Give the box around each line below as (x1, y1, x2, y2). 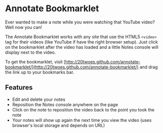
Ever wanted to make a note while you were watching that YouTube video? (5, 19, 155, 25)
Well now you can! (5, 24, 43, 30)
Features (5, 84, 33, 92)
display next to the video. (5, 49, 56, 55)
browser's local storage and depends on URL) (12, 122, 105, 128)
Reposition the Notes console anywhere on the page (12, 101, 118, 108)
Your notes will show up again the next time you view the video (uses (12, 117, 152, 123)
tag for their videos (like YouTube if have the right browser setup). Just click (5, 39, 158, 44)
